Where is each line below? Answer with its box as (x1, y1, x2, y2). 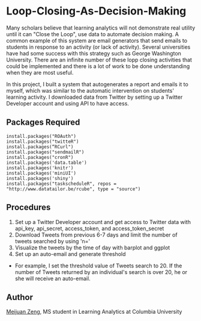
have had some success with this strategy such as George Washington (6, 49, 182, 57)
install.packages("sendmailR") (6, 149, 85, 155)
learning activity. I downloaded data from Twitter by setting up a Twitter (6, 93, 183, 101)
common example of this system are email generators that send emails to (6, 37, 188, 44)
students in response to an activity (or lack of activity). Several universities (6, 43, 191, 51)
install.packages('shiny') (6, 175, 74, 181)
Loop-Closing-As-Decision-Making (6, 4, 187, 18)
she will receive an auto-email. (14, 275, 91, 282)
